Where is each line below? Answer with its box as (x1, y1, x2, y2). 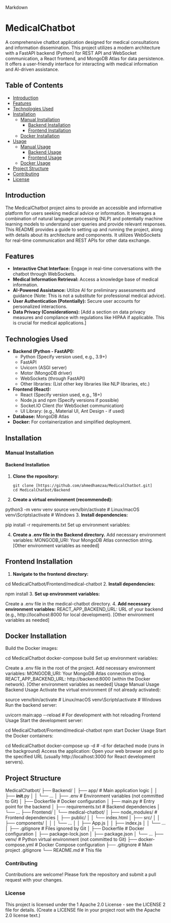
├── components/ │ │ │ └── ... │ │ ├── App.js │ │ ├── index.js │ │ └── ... (5, 820, 166, 826)
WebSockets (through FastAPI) (20, 375, 85, 381)
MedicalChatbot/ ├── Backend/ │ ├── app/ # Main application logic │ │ (5, 787, 158, 794)
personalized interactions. (12, 304, 68, 310)
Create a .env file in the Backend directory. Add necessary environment (12, 531, 166, 537)
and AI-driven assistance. (5, 66, 60, 72)
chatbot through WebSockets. (12, 271, 76, 277)
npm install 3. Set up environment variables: (5, 591, 100, 597)
